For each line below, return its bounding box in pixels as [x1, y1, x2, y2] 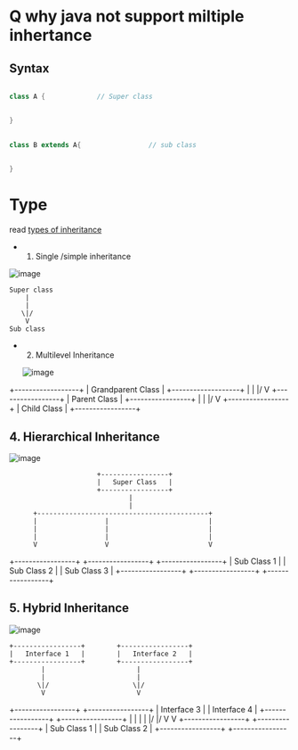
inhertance [9, 25, 93, 45]
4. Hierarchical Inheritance [9, 429, 160, 444]
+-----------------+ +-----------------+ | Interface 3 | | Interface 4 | [9, 704, 258, 714]
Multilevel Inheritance [35, 350, 115, 360]
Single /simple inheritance [35, 251, 132, 262]
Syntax [9, 61, 50, 76]
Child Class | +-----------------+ [20, 403, 141, 414]
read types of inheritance [9, 225, 102, 235]
